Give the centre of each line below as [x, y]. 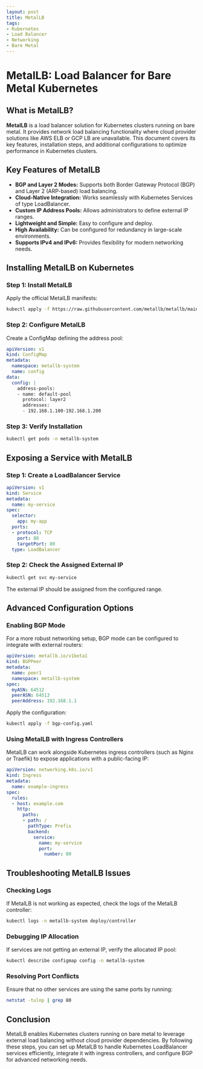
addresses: [36, 405]
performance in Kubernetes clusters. [52, 151]
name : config [28, 372]
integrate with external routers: [45, 645]
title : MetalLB [25, 18]
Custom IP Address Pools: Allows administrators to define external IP [101, 210]
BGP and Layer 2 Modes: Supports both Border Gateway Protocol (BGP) [105, 185]
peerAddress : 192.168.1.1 [44, 701]
